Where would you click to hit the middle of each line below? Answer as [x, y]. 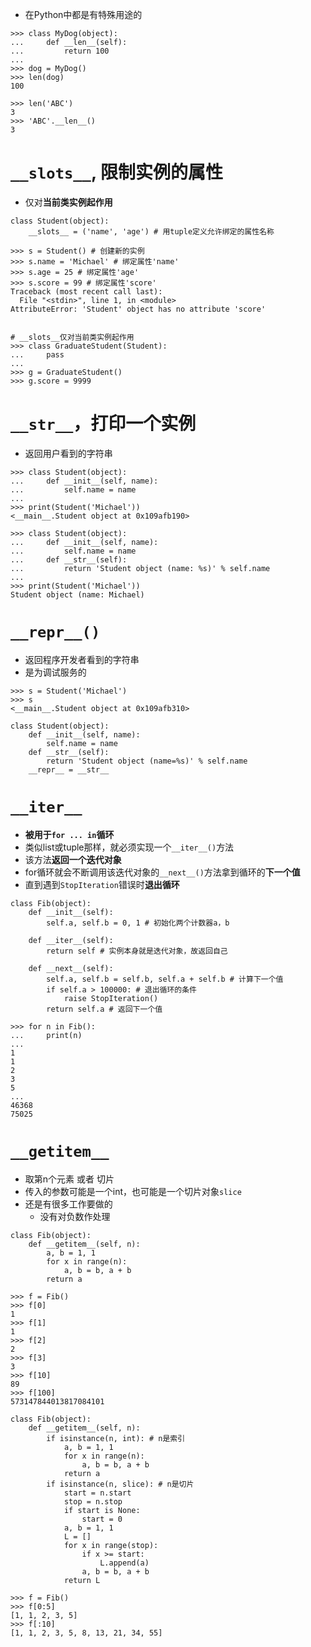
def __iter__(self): [71, 940]
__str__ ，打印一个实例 [103, 424]
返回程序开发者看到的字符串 [82, 659]
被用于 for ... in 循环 [69, 834]
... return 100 [60, 51]
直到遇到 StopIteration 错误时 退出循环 [102, 884]
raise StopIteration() [111, 998]
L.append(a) [124, 1563]
